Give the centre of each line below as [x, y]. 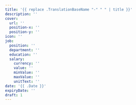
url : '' [17, 23]
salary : [17, 59]
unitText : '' [27, 81]
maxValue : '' [27, 77]
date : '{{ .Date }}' [26, 86]
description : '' [21, 14]
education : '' [23, 54]
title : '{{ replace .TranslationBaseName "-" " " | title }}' [69, 9]
